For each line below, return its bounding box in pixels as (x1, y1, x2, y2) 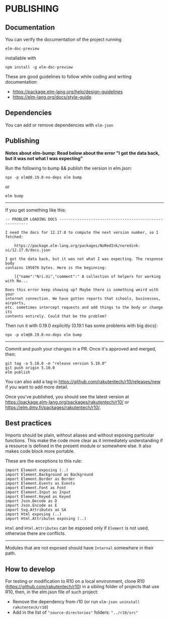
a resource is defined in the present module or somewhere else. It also (5, 443, 152, 449)
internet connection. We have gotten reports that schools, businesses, (5, 296, 161, 301)
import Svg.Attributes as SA (5, 507, 66, 513)
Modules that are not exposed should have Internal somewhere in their (5, 545, 154, 551)
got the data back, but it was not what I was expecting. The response (10, 256, 163, 261)
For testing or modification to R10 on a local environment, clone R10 (5, 578, 145, 584)
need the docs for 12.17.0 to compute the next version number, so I (10, 230, 158, 235)
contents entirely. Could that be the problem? (5, 313, 107, 319)
